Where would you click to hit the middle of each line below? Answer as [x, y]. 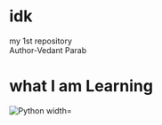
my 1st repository [41, 41]
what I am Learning [81, 86]
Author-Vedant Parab [48, 50]
